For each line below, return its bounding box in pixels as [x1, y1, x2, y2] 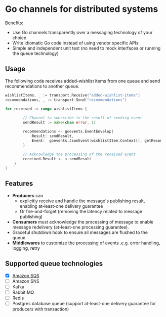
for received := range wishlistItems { [5, 106, 87, 111]
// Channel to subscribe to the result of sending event [23, 115, 142, 121]
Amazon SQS [12, 272, 40, 278]
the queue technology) [12, 50, 59, 56]
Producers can [12, 192, 43, 198]
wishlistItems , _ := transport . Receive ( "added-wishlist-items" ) [5, 92, 140, 97]
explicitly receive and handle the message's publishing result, [19, 198, 145, 204]
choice [12, 35, 27, 41]
